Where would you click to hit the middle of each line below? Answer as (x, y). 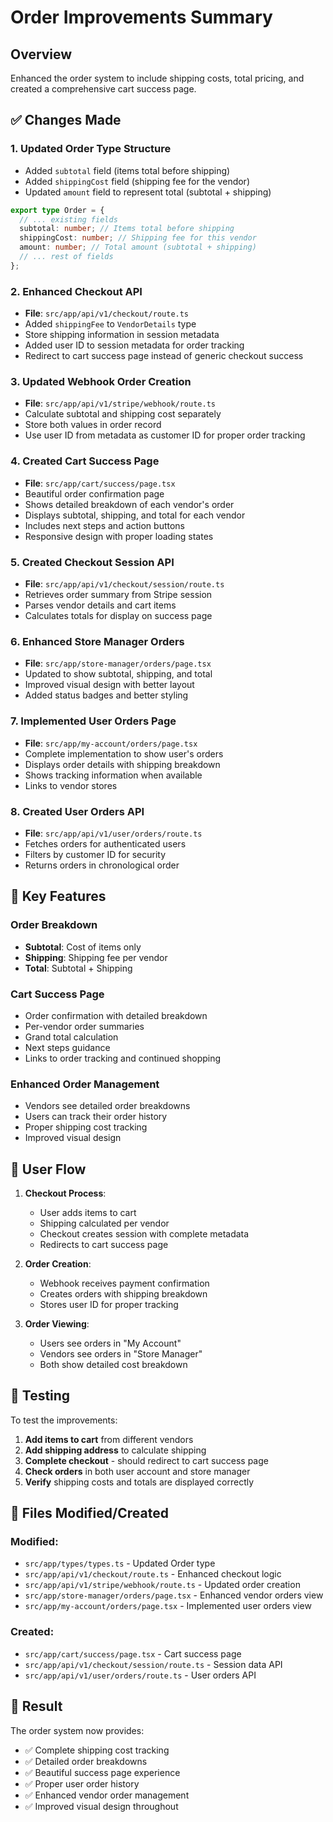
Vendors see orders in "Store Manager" (121, 1353)
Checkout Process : (65, 1193)
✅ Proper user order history (82, 1783)
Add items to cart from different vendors (109, 1439)
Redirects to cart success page (104, 1244)
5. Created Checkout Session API (92, 562)
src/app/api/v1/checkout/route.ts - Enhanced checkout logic (153, 1574)
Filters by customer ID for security (95, 854)
